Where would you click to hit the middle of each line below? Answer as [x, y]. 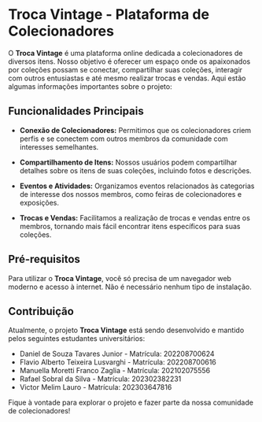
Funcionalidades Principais [76, 111]
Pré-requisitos [44, 259]
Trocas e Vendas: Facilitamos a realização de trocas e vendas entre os [135, 217]
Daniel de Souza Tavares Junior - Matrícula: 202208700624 [117, 354]
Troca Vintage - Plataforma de [109, 15]
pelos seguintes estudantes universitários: [77, 339]
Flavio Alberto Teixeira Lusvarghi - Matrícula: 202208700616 [118, 362]
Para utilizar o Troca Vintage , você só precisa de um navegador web [120, 278]
